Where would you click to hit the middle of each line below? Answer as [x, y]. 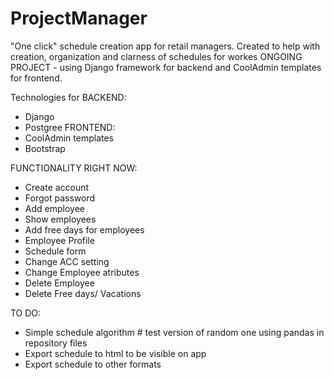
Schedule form [55, 251]
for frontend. [36, 78]
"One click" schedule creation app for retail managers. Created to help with [165, 46]
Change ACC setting [67, 261]
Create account [57, 187]
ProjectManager [79, 18]
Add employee [54, 208]
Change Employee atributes [82, 272]
